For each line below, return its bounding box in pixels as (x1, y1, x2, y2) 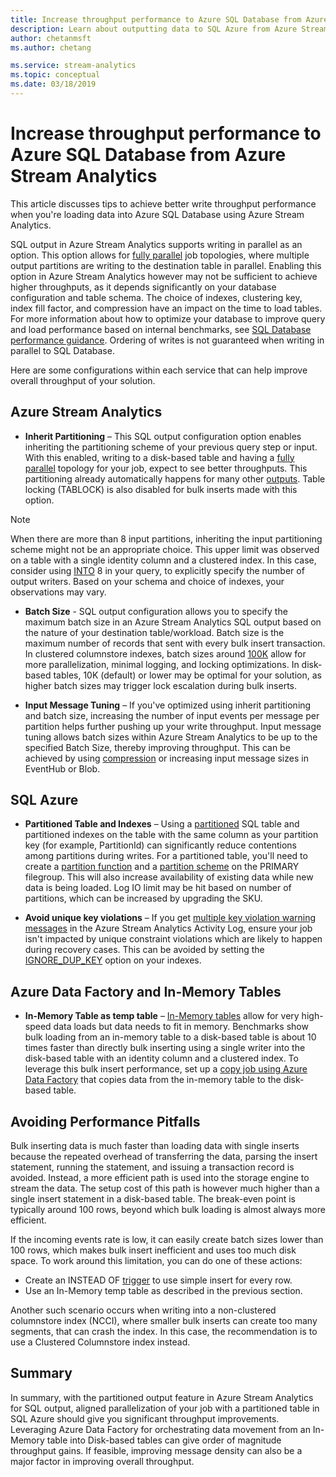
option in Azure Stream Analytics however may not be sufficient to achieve (10, 270, 318, 282)
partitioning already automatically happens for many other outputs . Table (24, 472, 326, 485)
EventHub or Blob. (24, 762, 101, 775)
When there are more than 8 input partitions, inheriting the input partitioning (10, 532, 323, 545)
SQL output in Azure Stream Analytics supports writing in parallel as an (10, 238, 303, 250)
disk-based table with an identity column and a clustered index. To (24, 1052, 299, 1065)
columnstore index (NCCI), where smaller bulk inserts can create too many (10, 1315, 318, 1327)
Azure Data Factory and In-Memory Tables (10, 983, 282, 1000)
